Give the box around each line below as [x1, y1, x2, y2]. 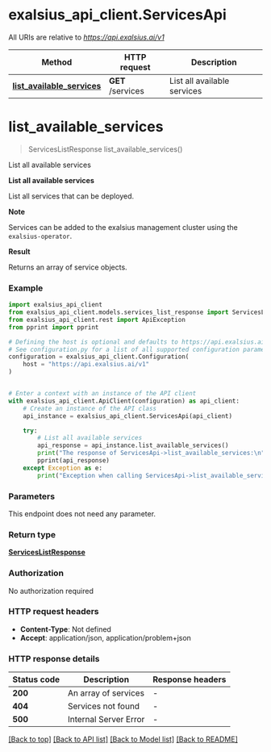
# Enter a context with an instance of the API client [8, 390, 197, 398]
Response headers [152, 674, 227, 685]
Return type [8, 528, 56, 540]
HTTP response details [8, 653, 100, 664]
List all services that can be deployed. [8, 191, 135, 201]
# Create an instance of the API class [23, 404, 157, 412]
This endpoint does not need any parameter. [8, 508, 156, 518]
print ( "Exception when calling [37, 471, 143, 479]
